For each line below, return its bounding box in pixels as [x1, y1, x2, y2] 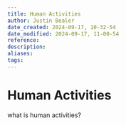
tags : [7, 57, 23, 64]
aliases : [7, 50, 33, 58]
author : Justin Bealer [7, 17, 75, 24]
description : [7, 43, 46, 50]
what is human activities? [7, 111, 82, 119]
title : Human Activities [7, 10, 81, 18]
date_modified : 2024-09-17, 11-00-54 [7, 30, 120, 38]
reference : [7, 37, 40, 44]
